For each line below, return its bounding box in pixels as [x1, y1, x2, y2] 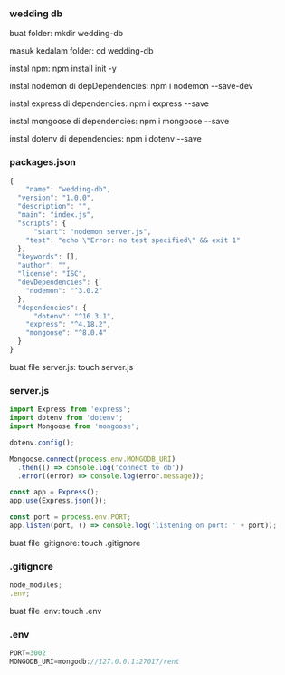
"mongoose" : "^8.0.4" [25, 328, 107, 337]
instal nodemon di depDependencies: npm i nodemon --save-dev [9, 81, 253, 92]
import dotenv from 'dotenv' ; [9, 414, 124, 423]
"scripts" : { [17, 219, 67, 228]
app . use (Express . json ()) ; [9, 496, 107, 505]
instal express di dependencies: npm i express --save [9, 98, 210, 109]
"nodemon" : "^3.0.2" [25, 286, 103, 295]
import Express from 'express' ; [9, 405, 131, 415]
